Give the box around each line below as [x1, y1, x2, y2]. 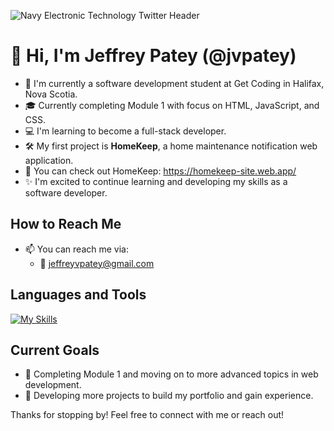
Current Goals [10, 341, 100, 359]
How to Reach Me [10, 216, 122, 233]
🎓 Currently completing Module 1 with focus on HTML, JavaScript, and [24, 99, 320, 111]
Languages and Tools [10, 286, 147, 304]
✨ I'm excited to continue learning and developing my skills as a [24, 175, 288, 187]
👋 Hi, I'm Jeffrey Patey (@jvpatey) [10, 45, 297, 67]
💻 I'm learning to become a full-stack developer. [24, 125, 227, 137]
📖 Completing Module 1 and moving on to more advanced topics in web [24, 368, 319, 380]
